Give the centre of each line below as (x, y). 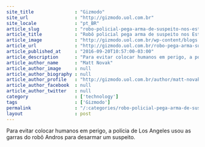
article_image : (42, 40)
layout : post (49, 114)
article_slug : (42, 29)
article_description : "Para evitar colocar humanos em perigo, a (99, 57)
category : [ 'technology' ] (63, 97)
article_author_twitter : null (49, 91)
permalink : (42, 108)
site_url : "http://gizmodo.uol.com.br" (80, 18)
